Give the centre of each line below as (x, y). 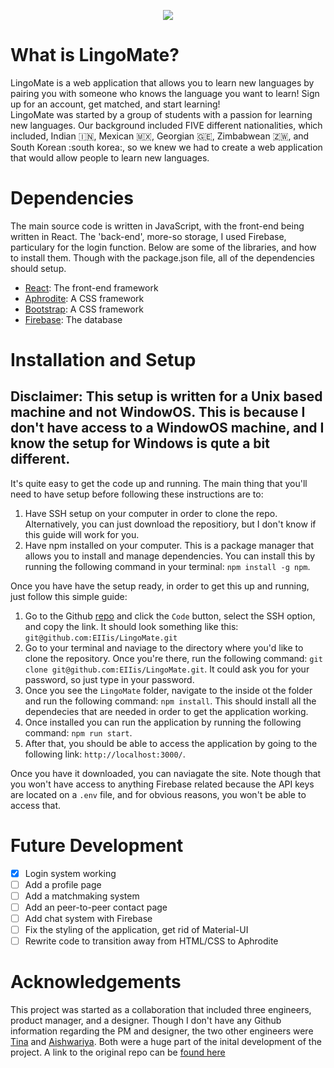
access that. (36, 805)
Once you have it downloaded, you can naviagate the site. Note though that (166, 773)
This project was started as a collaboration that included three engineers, (161, 1010)
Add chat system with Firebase (88, 919)
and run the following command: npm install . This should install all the (170, 701)
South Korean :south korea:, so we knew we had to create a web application (166, 147)
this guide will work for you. (82, 534)
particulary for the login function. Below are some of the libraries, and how (163, 247)
